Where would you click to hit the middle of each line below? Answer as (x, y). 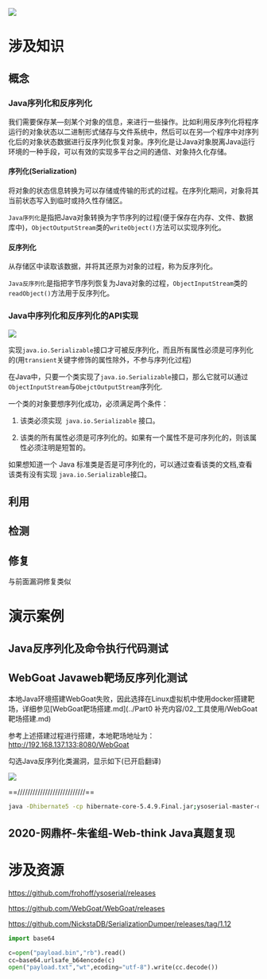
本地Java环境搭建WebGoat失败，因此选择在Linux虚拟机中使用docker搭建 (128, 699)
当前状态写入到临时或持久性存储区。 (68, 201)
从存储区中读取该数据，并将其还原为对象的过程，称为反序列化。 (112, 266)
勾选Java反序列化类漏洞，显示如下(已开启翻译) (85, 761)
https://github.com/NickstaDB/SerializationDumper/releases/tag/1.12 (120, 923)
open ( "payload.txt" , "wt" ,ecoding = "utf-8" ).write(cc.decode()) (113, 968)
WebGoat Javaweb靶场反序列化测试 (98, 678)
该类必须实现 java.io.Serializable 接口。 (90, 420)
